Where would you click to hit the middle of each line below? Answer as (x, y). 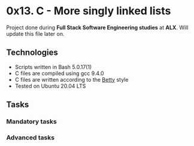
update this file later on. (35, 33)
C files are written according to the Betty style (72, 79)
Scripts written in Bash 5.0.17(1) (53, 67)
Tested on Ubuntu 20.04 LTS (50, 86)
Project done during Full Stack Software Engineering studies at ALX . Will (97, 27)
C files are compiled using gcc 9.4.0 (59, 73)
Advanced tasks (31, 137)
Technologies (32, 53)
